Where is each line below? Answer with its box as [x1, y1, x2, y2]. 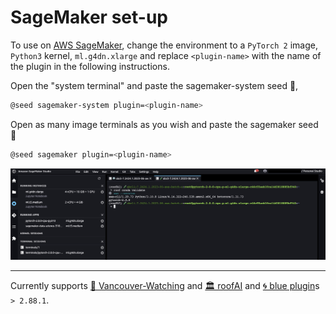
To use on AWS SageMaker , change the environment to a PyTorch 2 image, [10, 39, 318, 51]
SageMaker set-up [10, 6, 168, 29]
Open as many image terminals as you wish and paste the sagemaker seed [10, 118, 319, 130]
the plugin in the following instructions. [10, 60, 170, 72]
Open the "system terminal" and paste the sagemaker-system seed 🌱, [10, 79, 299, 91]
